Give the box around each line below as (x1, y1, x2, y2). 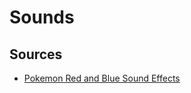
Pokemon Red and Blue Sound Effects (23, 72, 181, 84)
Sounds (9, 6, 75, 29)
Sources (9, 46, 63, 63)
